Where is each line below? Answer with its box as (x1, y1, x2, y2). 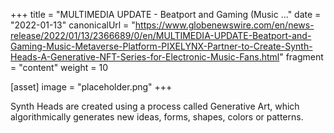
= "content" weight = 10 (10, 62, 108, 73)
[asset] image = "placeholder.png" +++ (10, 81, 173, 93)
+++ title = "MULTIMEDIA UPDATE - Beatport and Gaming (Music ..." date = (10, 9, 322, 20)
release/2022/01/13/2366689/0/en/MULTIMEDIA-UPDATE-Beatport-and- (10, 30, 312, 41)
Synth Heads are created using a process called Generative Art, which (10, 100, 300, 112)
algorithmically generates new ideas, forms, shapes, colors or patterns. (10, 111, 304, 123)
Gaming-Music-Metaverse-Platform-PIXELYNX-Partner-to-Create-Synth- (10, 40, 313, 52)
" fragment (279, 51, 324, 63)
